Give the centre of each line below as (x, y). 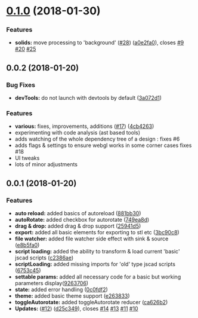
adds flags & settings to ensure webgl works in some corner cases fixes (103, 145)
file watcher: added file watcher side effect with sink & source (92, 239)
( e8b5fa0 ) (27, 245)
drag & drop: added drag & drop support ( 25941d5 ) (78, 226)
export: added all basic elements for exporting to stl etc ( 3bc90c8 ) (97, 233)
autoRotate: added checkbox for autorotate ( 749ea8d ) (82, 220)
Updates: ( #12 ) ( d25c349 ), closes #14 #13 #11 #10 (76, 308)
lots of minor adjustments (46, 164)
